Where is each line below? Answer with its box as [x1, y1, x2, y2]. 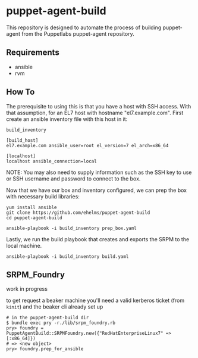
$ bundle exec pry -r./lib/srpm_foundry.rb [6, 320, 116, 326]
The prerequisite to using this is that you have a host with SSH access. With [6, 102, 191, 110]
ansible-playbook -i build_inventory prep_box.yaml [6, 225, 137, 231]
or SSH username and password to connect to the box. [6, 175, 141, 182]
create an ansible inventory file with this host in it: [6, 115, 128, 123]
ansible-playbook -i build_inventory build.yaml [6, 253, 129, 260]
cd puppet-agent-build [6, 214, 62, 221]
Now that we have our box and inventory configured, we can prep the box [6, 186, 187, 194]
